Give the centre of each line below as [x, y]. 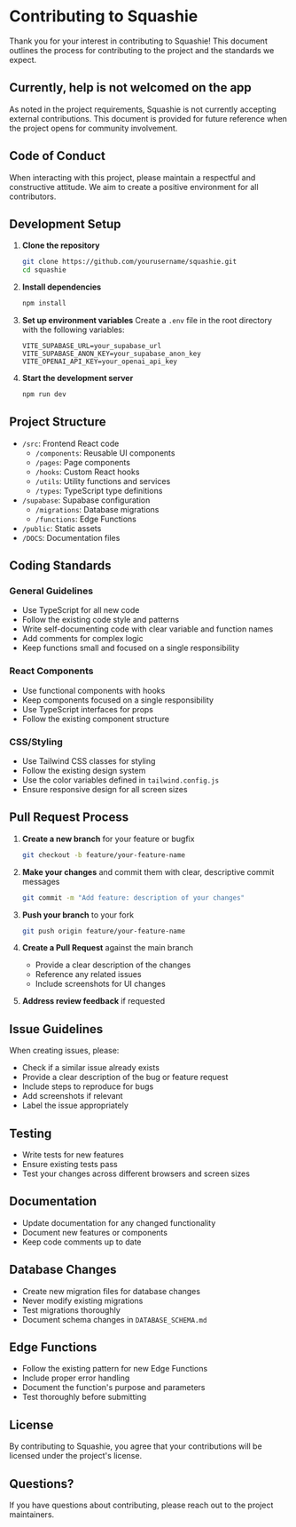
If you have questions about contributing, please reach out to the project [141, 1505]
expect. [23, 60]
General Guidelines [51, 591]
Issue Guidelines [56, 1029]
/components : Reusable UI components [105, 453]
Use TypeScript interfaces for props [87, 709]
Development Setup [65, 224]
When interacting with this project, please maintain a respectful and [132, 177]
